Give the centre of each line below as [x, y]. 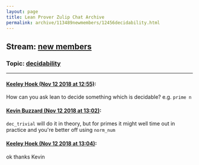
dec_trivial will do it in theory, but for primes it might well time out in [91, 124]
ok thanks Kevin [26, 157]
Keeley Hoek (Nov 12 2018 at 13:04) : [52, 144]
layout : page [22, 12]
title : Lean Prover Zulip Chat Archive [55, 17]
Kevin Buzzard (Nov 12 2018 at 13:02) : [54, 111]
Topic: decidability [33, 63]
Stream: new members [49, 46]
